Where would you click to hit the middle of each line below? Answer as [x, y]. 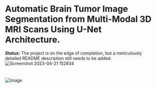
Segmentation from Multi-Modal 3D [78, 19]
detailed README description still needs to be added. [58, 58]
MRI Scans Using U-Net [53, 29]
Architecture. [33, 40]
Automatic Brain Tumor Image [67, 9]
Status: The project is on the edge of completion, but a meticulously [74, 53]
